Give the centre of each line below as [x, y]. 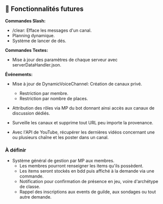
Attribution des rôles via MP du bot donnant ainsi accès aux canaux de [83, 108]
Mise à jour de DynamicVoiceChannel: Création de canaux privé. [77, 84]
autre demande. [35, 197]
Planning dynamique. [34, 35]
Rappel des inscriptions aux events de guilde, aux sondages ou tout [88, 192]
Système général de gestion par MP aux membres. [63, 161]
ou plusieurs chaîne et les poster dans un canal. [60, 137]
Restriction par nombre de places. [54, 98]
